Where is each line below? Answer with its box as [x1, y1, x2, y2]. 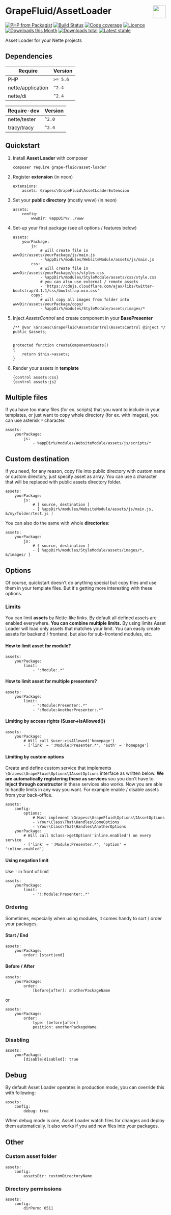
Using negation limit [5, 857, 49, 863]
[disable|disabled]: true [23, 1057, 79, 1062]
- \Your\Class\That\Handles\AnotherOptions [32, 824, 126, 829]
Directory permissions [5, 1185, 62, 1192]
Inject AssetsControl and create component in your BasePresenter [12, 315, 153, 321]
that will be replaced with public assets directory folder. [5, 479, 122, 485]
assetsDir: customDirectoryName [23, 1173, 93, 1178]
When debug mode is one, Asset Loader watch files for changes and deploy [5, 1118, 165, 1124]
